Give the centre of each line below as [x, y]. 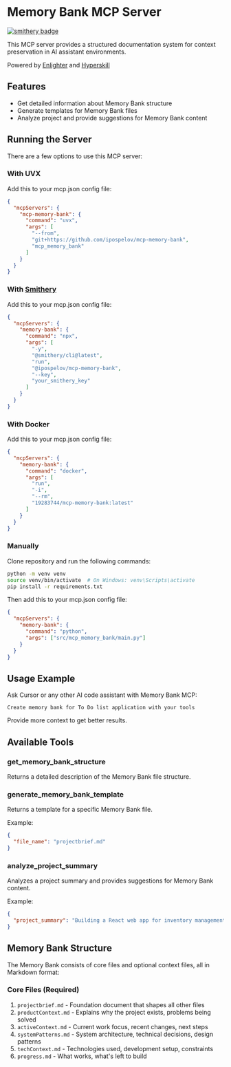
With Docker [29, 424]
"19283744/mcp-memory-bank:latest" [83, 503]
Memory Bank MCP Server [84, 12]
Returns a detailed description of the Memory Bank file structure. [99, 776]
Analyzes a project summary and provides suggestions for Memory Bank [110, 881]
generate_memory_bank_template [66, 794]
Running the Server [49, 139]
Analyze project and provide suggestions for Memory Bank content [112, 118]
